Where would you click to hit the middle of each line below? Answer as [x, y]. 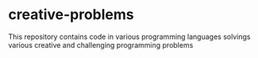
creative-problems [71, 15]
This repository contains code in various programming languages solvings [129, 37]
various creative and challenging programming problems [101, 44]
